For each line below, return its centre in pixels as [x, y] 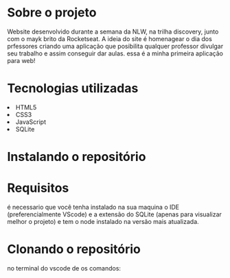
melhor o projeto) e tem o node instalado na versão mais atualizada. [103, 222]
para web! [21, 60]
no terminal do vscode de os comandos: [64, 268]
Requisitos [38, 188]
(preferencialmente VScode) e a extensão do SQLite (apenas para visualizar [114, 214]
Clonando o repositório [74, 250]
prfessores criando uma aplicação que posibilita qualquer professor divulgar [115, 46]
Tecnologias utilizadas [73, 89]
